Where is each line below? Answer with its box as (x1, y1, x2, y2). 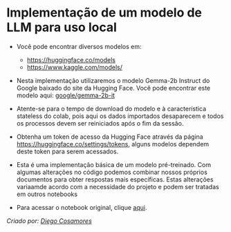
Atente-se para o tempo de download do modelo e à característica (16, 104, 207, 113)
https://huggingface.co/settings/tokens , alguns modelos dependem (16, 139, 210, 148)
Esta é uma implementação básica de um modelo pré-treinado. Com (16, 160, 212, 168)
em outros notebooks (16, 190, 77, 198)
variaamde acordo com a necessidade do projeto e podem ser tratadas (16, 182, 219, 191)
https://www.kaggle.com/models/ (26, 63, 122, 71)
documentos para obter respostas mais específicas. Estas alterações (16, 175, 214, 184)
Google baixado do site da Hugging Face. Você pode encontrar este (16, 84, 211, 92)
